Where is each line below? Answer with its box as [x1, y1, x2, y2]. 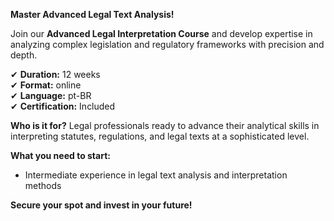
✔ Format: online [10, 79, 82, 91]
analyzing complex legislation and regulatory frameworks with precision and [10, 39, 325, 50]
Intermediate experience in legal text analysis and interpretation [24, 169, 288, 181]
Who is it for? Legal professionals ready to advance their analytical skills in [10, 120, 320, 131]
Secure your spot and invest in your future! [10, 199, 193, 211]
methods [24, 180, 62, 191]
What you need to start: [10, 150, 111, 161]
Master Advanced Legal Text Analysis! [10, 9, 175, 20]
